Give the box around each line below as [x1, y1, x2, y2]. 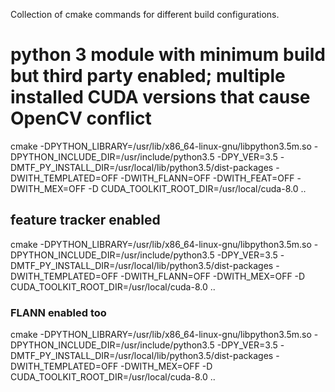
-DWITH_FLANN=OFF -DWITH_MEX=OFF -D [120, 270, 306, 282]
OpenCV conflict [10, 107, 152, 130]
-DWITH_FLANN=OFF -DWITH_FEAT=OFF [120, 172, 295, 184]
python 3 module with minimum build [10, 44, 326, 66]
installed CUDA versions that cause [10, 86, 311, 109]
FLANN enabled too [10, 305, 107, 319]
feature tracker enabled [10, 212, 161, 229]
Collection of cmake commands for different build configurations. [10, 9, 280, 20]
